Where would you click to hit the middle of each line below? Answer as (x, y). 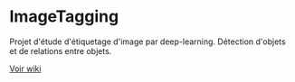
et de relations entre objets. (61, 50)
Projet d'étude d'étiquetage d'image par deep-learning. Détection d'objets (148, 41)
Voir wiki (25, 68)
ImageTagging (64, 17)
